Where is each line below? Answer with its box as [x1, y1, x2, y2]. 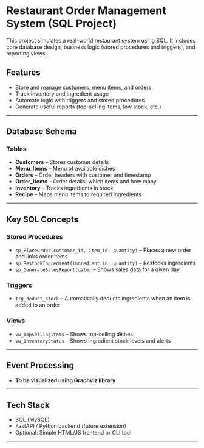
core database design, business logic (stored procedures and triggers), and [6, 43, 195, 51]
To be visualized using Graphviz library [15, 376, 116, 384]
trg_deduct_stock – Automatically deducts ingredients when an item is [15, 295, 191, 302]
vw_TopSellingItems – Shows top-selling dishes [15, 330, 134, 338]
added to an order [15, 301, 61, 308]
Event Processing [6, 360, 75, 371]
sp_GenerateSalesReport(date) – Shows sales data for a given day [15, 266, 180, 273]
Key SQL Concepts [6, 214, 79, 224]
